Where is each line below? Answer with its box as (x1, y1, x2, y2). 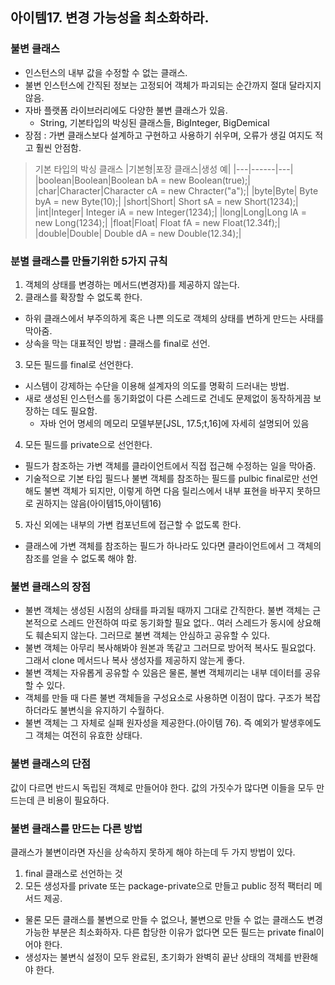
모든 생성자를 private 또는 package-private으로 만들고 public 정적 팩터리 (24, 879, 312, 892)
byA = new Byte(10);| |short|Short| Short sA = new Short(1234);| (34, 195, 299, 207)
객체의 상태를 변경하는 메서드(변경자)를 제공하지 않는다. (24, 278, 240, 290)
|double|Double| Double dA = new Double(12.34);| (34, 227, 242, 239)
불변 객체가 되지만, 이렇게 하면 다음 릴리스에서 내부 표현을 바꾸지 (43, 484, 295, 497)
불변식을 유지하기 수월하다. (59, 704, 165, 717)
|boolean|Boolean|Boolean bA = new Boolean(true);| (34, 174, 251, 186)
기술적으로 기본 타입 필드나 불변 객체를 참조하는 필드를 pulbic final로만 (24, 472, 300, 484)
